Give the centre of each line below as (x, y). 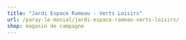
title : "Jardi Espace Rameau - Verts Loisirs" (75, 13)
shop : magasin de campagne (46, 26)
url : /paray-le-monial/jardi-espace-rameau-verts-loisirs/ (93, 20)
